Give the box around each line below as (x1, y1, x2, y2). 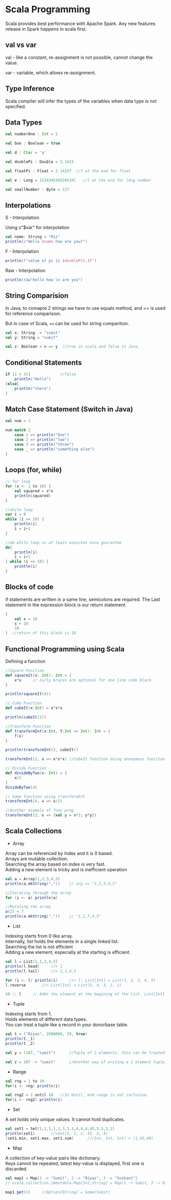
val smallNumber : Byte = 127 (5, 187, 70, 192)
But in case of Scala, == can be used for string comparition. (5, 320, 129, 326)
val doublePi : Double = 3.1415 (5, 159, 74, 164)
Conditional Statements (5, 358, 82, 367)
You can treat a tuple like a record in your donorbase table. (5, 1022, 129, 1028)
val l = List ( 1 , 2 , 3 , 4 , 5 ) (5, 959, 58, 964)
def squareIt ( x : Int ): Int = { (5, 673, 72, 678)
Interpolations (5, 201, 51, 210)
